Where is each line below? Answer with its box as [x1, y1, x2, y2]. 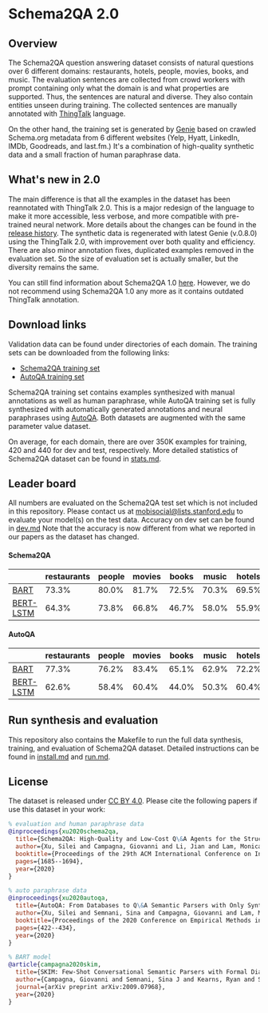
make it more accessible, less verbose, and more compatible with [8, 211, 223, 221]
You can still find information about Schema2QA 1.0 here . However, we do [8, 278, 251, 287]
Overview [8, 37, 58, 50]
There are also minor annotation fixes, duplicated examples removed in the [8, 245, 254, 254]
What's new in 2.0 [8, 173, 101, 186]
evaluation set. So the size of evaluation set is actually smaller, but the [8, 254, 238, 263]
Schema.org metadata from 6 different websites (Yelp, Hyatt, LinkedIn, [8, 133, 240, 142]
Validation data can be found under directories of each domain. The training [8, 339, 258, 349]
